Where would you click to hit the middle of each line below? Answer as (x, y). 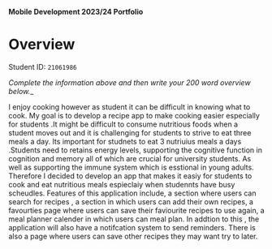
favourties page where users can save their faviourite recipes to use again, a (137, 210)
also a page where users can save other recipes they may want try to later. (133, 236)
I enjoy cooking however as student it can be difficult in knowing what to (130, 107)
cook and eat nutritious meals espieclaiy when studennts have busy (122, 184)
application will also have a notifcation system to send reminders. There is (132, 227)
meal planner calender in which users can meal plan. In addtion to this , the (134, 219)
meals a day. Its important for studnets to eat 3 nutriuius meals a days (125, 141)
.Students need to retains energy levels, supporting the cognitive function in (135, 150)
